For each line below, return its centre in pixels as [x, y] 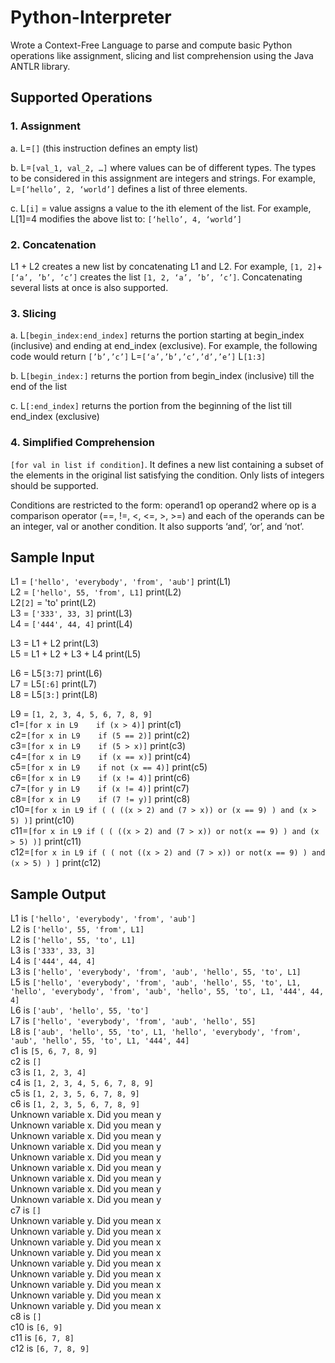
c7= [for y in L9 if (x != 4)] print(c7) [100, 788]
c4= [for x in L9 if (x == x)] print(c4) [101, 757]
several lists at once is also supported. [89, 287]
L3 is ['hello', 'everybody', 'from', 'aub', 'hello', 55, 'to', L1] [156, 972]
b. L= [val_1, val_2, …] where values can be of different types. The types [163, 167]
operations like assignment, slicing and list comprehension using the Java [162, 55]
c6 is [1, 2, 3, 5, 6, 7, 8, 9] [75, 1104]
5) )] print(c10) [42, 820]
